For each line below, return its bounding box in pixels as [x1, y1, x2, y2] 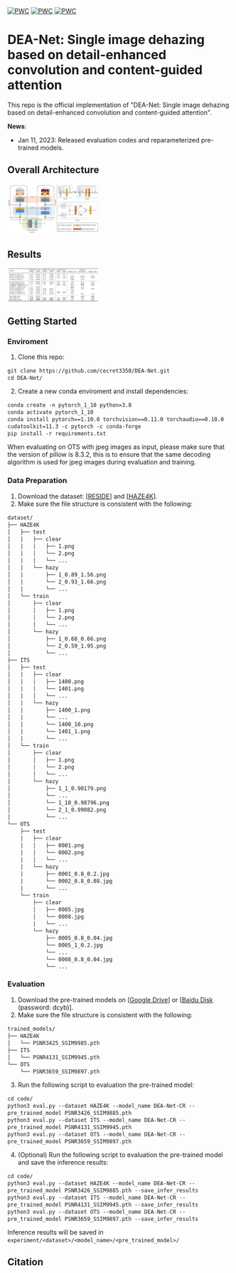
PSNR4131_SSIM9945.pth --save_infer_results [64, 1201, 199, 1208]
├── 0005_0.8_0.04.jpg [45, 934, 113, 942]
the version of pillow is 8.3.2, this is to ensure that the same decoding [7, 450, 211, 459]
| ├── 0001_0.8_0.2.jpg [20, 870, 110, 878]
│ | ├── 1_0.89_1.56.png [7, 571, 107, 578]
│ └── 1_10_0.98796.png [7, 799, 110, 806]
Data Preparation [7, 476, 68, 486]
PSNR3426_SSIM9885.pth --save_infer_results [64, 1187, 199, 1194]
